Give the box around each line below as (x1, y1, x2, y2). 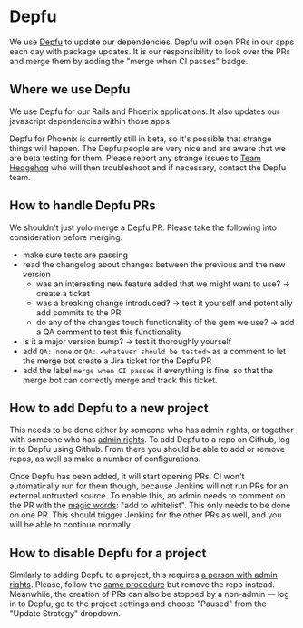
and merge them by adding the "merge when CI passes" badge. (9, 55, 249, 66)
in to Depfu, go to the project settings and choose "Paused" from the (9, 598, 267, 609)
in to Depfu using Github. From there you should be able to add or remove (9, 444, 286, 455)
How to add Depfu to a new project (9, 401, 209, 416)
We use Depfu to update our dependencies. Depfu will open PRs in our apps (9, 36, 295, 47)
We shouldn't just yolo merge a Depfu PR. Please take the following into (9, 222, 278, 233)
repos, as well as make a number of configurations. (9, 453, 201, 464)
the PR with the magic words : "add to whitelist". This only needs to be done (9, 500, 291, 511)
